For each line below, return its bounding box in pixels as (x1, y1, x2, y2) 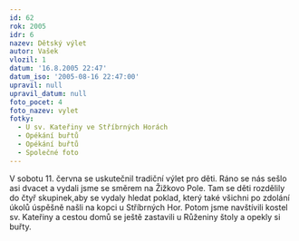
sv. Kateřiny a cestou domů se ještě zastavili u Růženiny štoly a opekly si (9, 211, 281, 222)
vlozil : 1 (9, 55, 47, 64)
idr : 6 (9, 30, 34, 39)
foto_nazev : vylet (9, 106, 79, 115)
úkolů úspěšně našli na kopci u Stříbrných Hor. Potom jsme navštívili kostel (9, 201, 288, 213)
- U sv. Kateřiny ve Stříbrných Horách (17, 123, 169, 132)
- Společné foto (17, 148, 79, 157)
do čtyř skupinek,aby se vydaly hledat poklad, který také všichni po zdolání (9, 192, 290, 203)
